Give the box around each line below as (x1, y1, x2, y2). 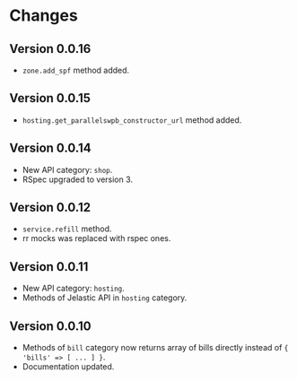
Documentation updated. (22, 361, 115, 372)
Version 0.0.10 (9, 318, 92, 333)
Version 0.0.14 (9, 141, 92, 156)
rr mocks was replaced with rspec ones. (22, 233, 171, 244)
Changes (9, 5, 78, 26)
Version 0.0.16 (9, 41, 92, 56)
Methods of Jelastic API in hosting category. (22, 292, 188, 303)
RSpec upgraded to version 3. (22, 174, 133, 185)
